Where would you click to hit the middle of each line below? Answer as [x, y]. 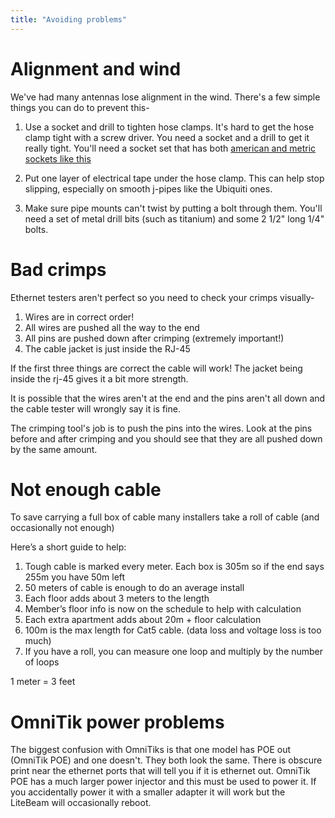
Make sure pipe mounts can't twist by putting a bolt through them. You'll [173, 208]
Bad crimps [58, 269]
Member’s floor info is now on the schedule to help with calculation [163, 609]
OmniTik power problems [117, 722]
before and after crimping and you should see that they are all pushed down [166, 438]
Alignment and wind [96, 68]
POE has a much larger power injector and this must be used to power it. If [163, 782]
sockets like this [58, 158]
